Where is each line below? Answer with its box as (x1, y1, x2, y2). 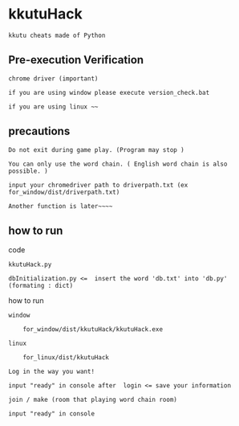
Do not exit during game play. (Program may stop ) (8, 145, 184, 154)
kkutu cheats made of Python (8, 31, 106, 39)
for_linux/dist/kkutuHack (22, 354, 110, 362)
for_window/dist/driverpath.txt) (8, 188, 120, 196)
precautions (8, 125, 71, 138)
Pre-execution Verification (8, 53, 144, 67)
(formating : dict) (8, 282, 74, 290)
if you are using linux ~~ (8, 102, 99, 111)
